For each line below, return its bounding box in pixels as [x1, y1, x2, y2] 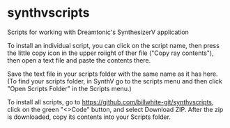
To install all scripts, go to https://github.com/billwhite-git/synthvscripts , [7, 97, 214, 106]
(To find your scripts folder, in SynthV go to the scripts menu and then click [7, 77, 223, 85]
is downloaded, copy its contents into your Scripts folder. [7, 113, 171, 121]
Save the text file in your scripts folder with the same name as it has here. [7, 70, 218, 78]
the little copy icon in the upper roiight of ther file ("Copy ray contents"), [7, 49, 214, 57]
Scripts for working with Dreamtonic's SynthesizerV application [7, 28, 190, 36]
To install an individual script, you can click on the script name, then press [7, 41, 220, 49]
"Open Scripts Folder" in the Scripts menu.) [7, 84, 132, 93]
